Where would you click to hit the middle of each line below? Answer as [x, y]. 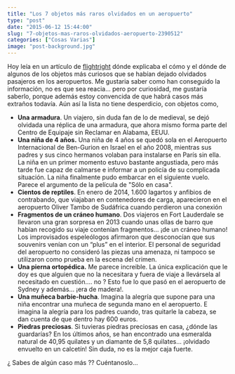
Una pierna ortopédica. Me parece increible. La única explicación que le [122, 267]
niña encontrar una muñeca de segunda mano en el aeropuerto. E [113, 304]
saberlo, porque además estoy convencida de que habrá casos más [105, 96]
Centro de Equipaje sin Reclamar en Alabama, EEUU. [93, 132]
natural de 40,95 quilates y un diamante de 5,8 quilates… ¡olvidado [114, 341]
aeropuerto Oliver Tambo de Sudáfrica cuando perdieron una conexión [120, 207]
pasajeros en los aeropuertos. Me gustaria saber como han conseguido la [114, 81]
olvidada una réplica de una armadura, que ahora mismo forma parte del [122, 125]
